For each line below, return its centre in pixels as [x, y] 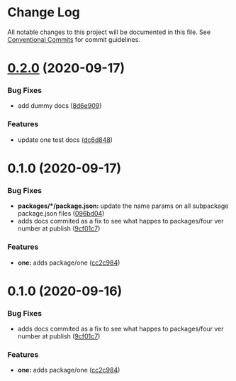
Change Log [44, 12]
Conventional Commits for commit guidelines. [74, 39]
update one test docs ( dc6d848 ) [65, 140]
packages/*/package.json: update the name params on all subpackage [123, 206]
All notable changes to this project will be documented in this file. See [109, 32]
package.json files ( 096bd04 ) [61, 214]
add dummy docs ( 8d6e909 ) [60, 106]
